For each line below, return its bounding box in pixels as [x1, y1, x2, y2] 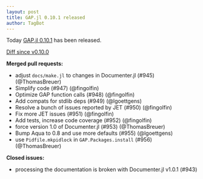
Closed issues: [6, 154, 45, 161]
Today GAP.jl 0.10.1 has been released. [6, 37, 102, 44]
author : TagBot [6, 20, 45, 26]
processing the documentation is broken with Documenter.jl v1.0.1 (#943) [15, 166, 198, 173]
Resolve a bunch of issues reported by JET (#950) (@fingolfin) [15, 104, 173, 111]
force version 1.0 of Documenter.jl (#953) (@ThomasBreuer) [15, 123, 165, 131]
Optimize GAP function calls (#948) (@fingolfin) [15, 91, 135, 99]
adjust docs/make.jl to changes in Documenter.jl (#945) [15, 72, 155, 79]
